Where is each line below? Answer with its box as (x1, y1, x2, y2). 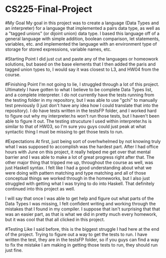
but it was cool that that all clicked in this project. (5, 216, 105, 222)
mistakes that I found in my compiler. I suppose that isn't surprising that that (5, 206, 160, 212)
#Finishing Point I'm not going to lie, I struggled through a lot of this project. (5, 81, 160, 87)
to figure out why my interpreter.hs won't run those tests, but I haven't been (5, 113, 160, 119)
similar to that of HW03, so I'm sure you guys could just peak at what (5, 123, 146, 129)
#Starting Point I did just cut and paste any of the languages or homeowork (5, 56, 159, 62)
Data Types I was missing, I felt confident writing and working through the (5, 200, 156, 206)
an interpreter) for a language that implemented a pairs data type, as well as (5, 25, 160, 31)
